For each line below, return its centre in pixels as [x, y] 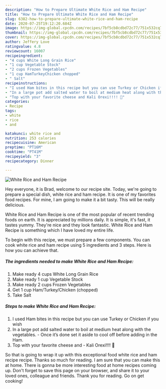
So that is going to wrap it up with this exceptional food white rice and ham [81, 354]
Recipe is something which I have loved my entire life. [60, 230]
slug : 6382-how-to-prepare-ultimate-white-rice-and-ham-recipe [72, 19]
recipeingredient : [24, 56]
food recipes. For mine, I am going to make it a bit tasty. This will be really [80, 199]
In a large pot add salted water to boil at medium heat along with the [82, 329]
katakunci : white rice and [33, 133]
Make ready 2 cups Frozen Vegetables [51, 284]
